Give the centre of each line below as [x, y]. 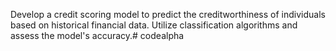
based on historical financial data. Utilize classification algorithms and [154, 25]
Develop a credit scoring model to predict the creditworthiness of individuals [168, 14]
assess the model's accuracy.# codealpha [97, 35]
